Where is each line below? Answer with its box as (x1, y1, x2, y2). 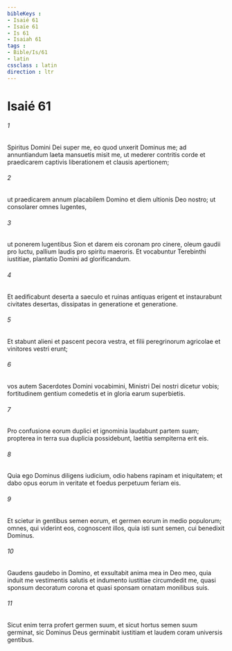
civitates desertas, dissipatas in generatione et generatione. (7, 299, 178, 308)
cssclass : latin (7, 62, 57, 69)
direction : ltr (7, 68, 54, 75)
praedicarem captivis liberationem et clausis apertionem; (7, 158, 170, 166)
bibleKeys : (7, 10, 42, 17)
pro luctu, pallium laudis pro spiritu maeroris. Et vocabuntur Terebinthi (7, 247, 206, 256)
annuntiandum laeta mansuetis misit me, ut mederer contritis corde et (7, 150, 206, 158)
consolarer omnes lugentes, (7, 203, 87, 211)
